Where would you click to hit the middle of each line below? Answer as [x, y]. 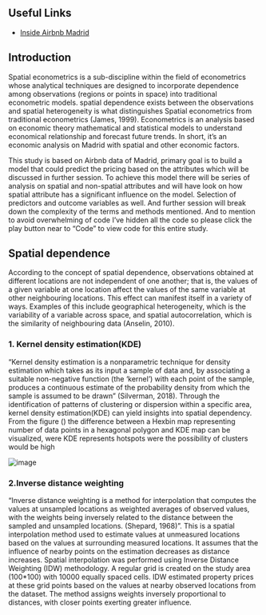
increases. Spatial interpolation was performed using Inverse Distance [124, 560]
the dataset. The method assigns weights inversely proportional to [117, 594]
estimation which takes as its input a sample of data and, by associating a [129, 370]
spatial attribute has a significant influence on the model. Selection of [123, 194]
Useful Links [40, 13]
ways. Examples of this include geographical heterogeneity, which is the [127, 306]
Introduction [40, 58]
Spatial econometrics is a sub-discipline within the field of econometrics [127, 77]
